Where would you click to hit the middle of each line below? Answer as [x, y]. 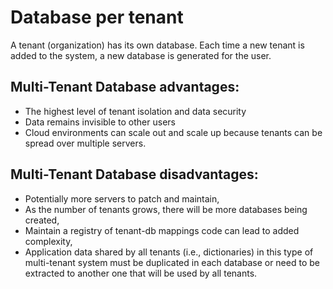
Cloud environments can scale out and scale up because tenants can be [173, 132]
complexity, [48, 241]
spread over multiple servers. [85, 143]
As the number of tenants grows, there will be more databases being [166, 209]
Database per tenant [97, 17]
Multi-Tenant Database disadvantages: [134, 174]
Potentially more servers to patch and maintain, [122, 198]
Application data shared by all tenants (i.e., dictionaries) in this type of [169, 252]
